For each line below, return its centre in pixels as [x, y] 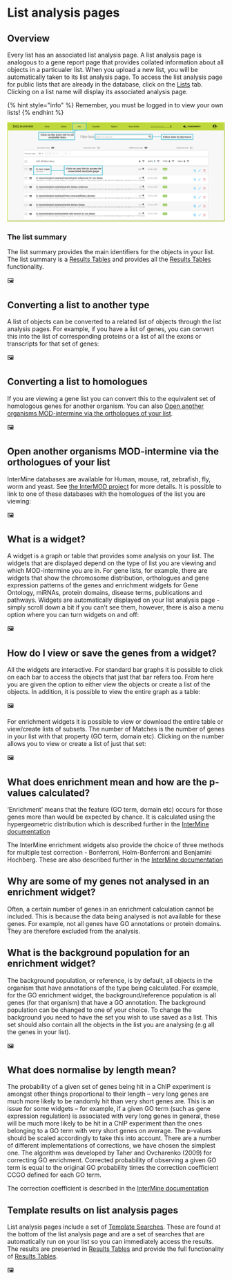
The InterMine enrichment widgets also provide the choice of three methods [116, 845]
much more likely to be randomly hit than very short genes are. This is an [111, 1101]
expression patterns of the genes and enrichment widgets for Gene [103, 585]
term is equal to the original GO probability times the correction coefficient [113, 1168]
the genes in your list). [39, 1032]
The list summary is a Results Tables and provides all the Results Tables [109, 259]
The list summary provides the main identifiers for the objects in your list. [111, 252]
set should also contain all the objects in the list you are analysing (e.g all [111, 1024]
